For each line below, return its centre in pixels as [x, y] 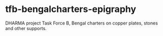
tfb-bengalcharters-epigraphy [71, 9]
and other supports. [26, 28]
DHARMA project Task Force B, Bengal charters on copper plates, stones [82, 23]
